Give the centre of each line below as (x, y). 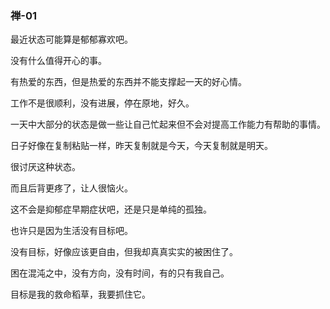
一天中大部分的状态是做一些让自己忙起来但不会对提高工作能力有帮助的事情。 (168, 124)
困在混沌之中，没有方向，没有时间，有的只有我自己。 (120, 273)
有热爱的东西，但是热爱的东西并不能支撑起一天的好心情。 (128, 82)
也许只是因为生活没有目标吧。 (71, 231)
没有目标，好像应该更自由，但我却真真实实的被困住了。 (124, 252)
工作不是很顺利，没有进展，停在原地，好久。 (102, 103)
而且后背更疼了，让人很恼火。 (71, 188)
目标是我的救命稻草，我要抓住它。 (80, 294)
